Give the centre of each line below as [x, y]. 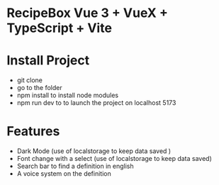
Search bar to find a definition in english [75, 166]
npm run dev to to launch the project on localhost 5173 [96, 103]
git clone [30, 80]
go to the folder [40, 88]
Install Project [48, 61]
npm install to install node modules [67, 95]
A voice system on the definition [64, 174]
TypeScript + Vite [60, 28]
